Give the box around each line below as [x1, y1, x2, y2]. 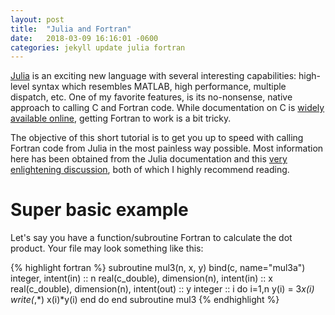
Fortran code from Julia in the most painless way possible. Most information [10, 142, 324, 155]
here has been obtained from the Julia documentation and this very [10, 153, 288, 165]
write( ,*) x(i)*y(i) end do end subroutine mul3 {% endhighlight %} [10, 294, 280, 306]
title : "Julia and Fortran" [10, 24, 132, 34]
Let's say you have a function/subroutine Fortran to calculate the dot [10, 232, 293, 244]
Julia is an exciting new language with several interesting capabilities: [10, 70, 297, 82]
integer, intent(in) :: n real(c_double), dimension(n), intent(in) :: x [10, 272, 273, 285]
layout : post [10, 14, 65, 25]
